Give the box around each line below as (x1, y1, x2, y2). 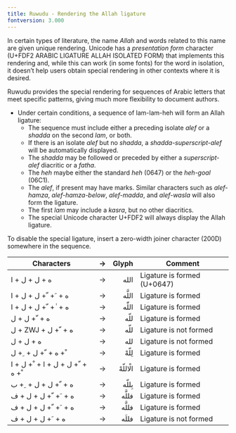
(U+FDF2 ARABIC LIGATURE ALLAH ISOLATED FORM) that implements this (7, 51, 225, 60)
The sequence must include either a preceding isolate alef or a (27, 123, 210, 132)
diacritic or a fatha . (41, 161, 96, 169)
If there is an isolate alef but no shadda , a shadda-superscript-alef (27, 138, 223, 146)
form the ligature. (27, 198, 79, 206)
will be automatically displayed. (27, 146, 119, 154)
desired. (7, 73, 32, 82)
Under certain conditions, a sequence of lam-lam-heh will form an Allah (17, 108, 225, 117)
